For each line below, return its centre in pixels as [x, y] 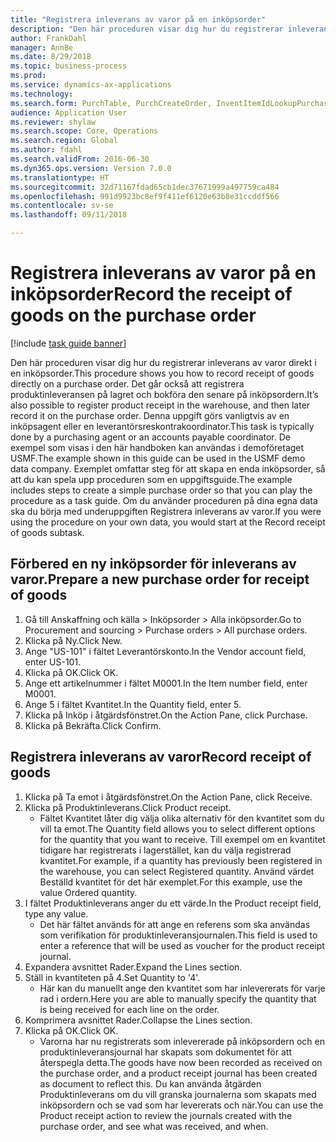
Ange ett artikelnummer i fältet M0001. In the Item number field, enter [166, 683]
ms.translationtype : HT [60, 177]
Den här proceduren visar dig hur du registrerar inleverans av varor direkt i [163, 362]
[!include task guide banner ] [68, 343]
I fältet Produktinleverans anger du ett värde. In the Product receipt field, [173, 903]
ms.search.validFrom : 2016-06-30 [80, 159]
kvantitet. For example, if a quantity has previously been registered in [181, 860]
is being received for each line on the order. [129, 1009]
